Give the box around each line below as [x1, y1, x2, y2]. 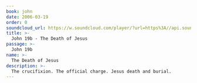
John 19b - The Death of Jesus [11, 36, 88, 41]
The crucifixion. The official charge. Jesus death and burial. [11, 68, 172, 74]
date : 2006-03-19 [6, 14, 49, 20]
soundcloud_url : [6, 25, 46, 31]
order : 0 [6, 19, 28, 25]
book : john [6, 8, 33, 15]
